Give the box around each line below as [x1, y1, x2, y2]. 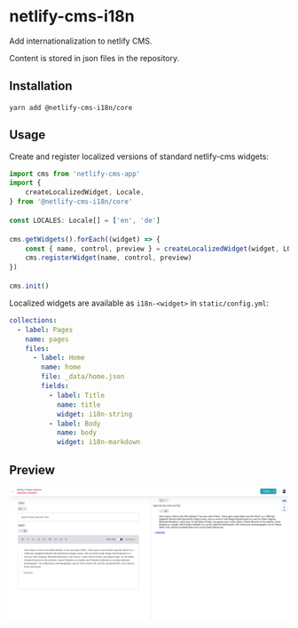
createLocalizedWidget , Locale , [25, 188, 145, 197]
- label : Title [48, 391, 105, 400]
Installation [9, 78, 73, 94]
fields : [41, 382, 69, 391]
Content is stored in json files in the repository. [9, 52, 180, 63]
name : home [41, 362, 82, 372]
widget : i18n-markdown [56, 438, 141, 447]
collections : [9, 315, 58, 325]
